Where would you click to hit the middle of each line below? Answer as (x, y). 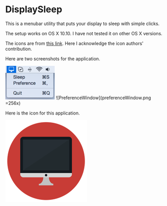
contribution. (19, 49)
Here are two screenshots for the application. (53, 59)
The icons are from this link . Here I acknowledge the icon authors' (74, 43)
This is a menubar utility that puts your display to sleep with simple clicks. (82, 24)
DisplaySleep (34, 9)
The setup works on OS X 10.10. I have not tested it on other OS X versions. (84, 33)
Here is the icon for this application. (43, 113)
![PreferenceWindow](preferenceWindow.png (103, 98)
